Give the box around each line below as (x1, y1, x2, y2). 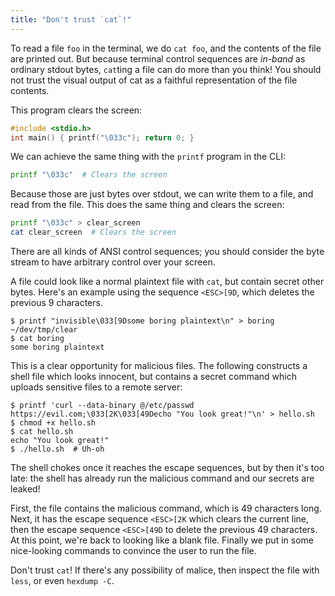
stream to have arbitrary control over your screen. (10, 256, 216, 268)
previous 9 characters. (10, 297, 103, 308)
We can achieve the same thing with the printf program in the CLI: (10, 151, 287, 163)
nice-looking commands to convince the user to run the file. (10, 545, 257, 556)
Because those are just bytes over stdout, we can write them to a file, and (10, 188, 314, 200)
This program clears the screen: (10, 104, 143, 116)
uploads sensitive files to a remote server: (10, 381, 183, 393)
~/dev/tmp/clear (10, 325, 78, 335)
